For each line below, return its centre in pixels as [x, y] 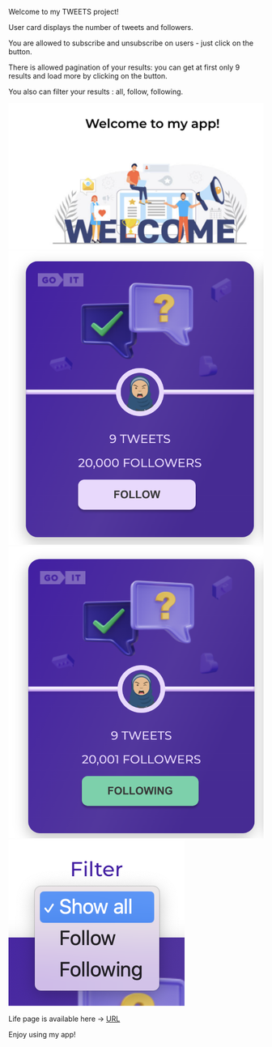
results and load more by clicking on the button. [88, 76]
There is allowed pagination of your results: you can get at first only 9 [124, 67]
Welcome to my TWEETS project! [64, 12]
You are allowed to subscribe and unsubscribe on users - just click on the [131, 43]
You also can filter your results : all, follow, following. [96, 92]
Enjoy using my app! [42, 1035]
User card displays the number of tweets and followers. [101, 27]
